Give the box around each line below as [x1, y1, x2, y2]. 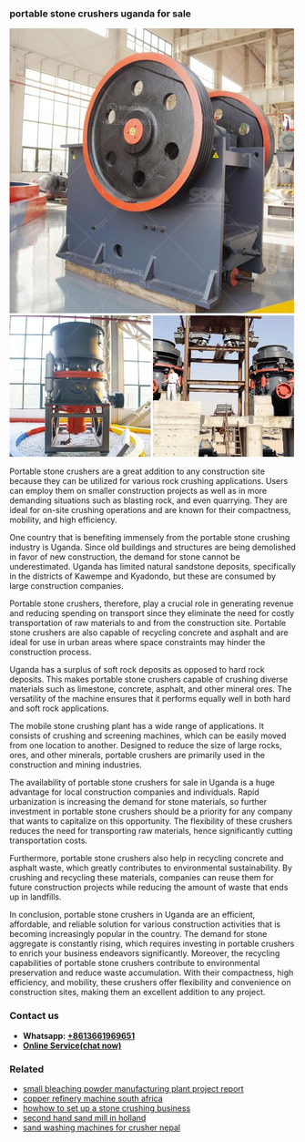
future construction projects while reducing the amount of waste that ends [9, 882, 289, 893]
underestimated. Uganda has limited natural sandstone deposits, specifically [9, 561, 296, 572]
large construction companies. [9, 581, 125, 592]
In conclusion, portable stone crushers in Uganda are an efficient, [9, 910, 256, 921]
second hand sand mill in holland [22, 1112, 147, 1123]
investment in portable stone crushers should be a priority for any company [9, 806, 293, 818]
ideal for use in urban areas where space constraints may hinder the [9, 637, 266, 648]
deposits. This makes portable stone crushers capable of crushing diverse [9, 674, 289, 685]
